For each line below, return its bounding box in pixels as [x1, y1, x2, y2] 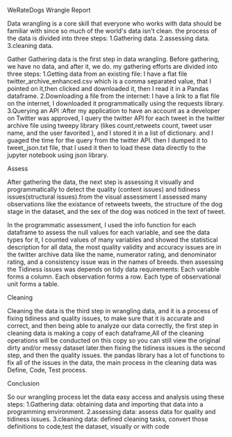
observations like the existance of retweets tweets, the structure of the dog [7, 200, 223, 208]
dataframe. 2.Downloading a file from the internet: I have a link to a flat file [7, 92, 220, 100]
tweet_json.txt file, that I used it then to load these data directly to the [7, 144, 206, 151]
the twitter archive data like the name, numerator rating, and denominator [7, 250, 217, 258]
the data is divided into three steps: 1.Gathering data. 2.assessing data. [7, 34, 210, 42]
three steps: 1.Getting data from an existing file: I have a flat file [7, 69, 188, 78]
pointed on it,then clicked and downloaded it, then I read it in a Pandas [7, 85, 209, 92]
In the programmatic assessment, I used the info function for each [7, 221, 197, 229]
